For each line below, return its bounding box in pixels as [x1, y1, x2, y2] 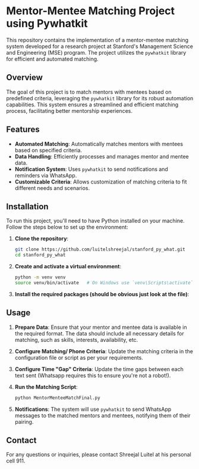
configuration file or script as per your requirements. [14, 354, 144, 361]
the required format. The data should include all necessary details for [14, 329, 184, 337]
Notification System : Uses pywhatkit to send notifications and [14, 165, 168, 173]
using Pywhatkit [6, 17, 88, 30]
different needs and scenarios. [14, 184, 90, 191]
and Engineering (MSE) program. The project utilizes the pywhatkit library [6, 49, 187, 56]
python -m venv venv [14, 274, 66, 280]
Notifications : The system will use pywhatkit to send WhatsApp [14, 405, 172, 413]
